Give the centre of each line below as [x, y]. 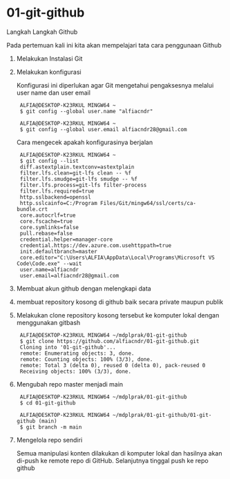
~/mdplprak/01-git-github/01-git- [162, 415]
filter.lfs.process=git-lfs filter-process [83, 185]
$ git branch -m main [51, 427]
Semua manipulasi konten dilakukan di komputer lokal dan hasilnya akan [119, 453]
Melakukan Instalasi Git [49, 58]
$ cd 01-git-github [48, 403]
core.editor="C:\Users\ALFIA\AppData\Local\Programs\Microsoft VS [117, 257]
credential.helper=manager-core [66, 239]
